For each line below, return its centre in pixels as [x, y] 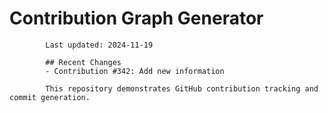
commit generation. [50, 97]
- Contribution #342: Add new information [135, 71]
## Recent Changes [83, 62]
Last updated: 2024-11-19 [99, 45]
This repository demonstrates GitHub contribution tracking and [182, 88]
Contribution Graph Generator [136, 18]
